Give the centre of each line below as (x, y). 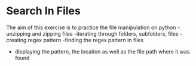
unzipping (19, 33)
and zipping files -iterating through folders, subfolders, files (105, 33)
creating (16, 40)
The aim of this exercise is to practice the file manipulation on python (91, 27)
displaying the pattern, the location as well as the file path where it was (102, 51)
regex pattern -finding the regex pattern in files (86, 40)
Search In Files (43, 11)
